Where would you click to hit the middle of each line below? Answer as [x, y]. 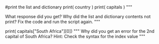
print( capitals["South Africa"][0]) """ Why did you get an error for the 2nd [80, 31]
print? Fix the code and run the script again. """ [53, 22]
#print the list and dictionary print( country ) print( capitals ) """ [69, 7]
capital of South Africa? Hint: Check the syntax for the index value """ [75, 36]
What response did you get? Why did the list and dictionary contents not [78, 16]
